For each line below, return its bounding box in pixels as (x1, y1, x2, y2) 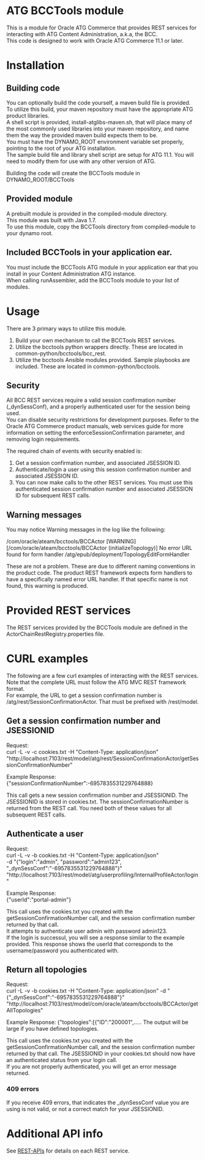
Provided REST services (6, 604, 131, 617)
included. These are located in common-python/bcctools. (15, 363, 161, 370)
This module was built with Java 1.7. (6, 216, 97, 224)
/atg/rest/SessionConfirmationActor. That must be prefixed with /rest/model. (6, 698, 199, 705)
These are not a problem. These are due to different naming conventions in (6, 563, 196, 570)
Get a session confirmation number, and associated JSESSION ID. (15, 459, 182, 467)
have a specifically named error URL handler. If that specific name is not (6, 576, 188, 583)
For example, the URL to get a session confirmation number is (6, 691, 162, 699)
